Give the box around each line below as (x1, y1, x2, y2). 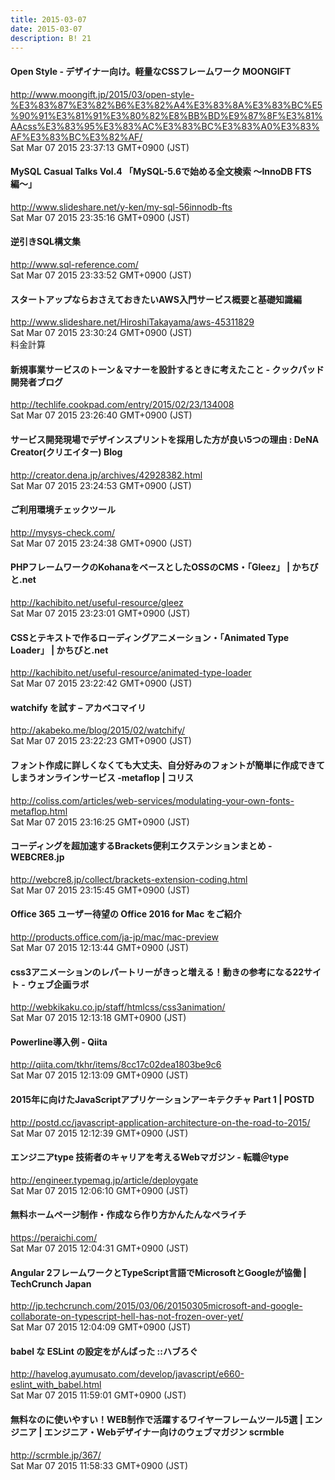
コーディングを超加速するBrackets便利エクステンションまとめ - (10, 840, 273, 852)
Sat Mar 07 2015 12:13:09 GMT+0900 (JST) (10, 1069, 189, 1081)
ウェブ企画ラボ (27, 978, 90, 990)
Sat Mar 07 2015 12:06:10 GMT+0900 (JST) (10, 1184, 189, 1196)
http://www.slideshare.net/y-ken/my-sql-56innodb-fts (10, 201, 233, 213)
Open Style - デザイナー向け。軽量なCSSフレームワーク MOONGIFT (10, 65, 292, 77)
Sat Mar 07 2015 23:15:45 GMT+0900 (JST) (10, 884, 190, 896)
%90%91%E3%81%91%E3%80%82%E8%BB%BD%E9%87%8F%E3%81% (10, 109, 323, 121)
